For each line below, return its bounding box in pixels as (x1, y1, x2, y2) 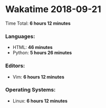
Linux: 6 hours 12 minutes (12, 97, 67, 104)
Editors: (5, 62, 25, 69)
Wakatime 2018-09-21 (5, 4, 101, 15)
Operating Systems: (5, 86, 56, 93)
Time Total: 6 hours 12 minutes (5, 20, 71, 26)
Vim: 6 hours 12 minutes (12, 74, 64, 80)
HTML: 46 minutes (12, 44, 53, 50)
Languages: (5, 33, 36, 40)
